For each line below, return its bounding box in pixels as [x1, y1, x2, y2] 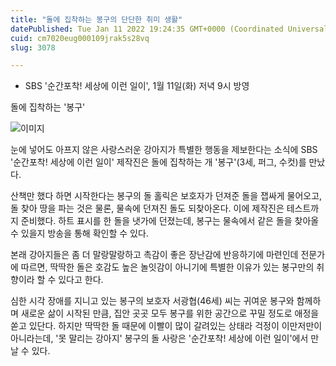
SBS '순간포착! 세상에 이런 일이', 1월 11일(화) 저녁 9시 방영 [24, 80, 250, 92]
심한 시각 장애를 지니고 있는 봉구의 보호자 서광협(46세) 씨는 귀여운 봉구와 [10, 295, 295, 307]
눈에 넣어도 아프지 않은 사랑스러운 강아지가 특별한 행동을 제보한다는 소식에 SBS [10, 144, 318, 156]
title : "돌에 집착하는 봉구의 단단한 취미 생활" [10, 14, 183, 25]
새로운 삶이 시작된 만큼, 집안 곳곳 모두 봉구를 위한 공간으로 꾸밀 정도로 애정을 [20, 307, 320, 320]
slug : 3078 [10, 42, 56, 53]
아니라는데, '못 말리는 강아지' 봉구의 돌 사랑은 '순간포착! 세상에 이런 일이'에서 [10, 332, 309, 345]
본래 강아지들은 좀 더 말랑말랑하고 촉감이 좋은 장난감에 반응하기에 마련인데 [10, 249, 299, 261]
